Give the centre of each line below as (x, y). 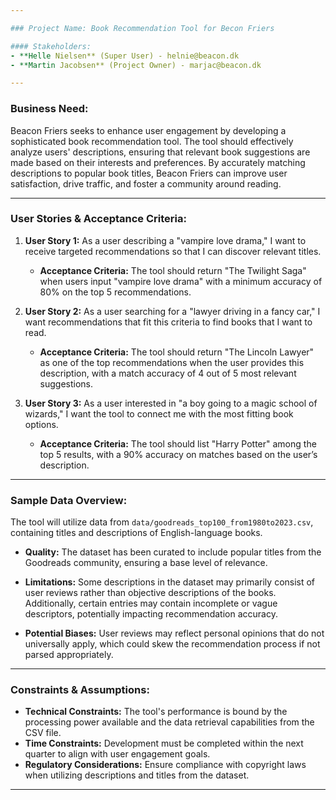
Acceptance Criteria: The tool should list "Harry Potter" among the (178, 443)
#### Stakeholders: (51, 46)
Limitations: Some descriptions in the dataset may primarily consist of (170, 582)
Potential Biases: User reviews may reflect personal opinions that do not (174, 633)
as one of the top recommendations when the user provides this (172, 362)
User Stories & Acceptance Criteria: (98, 219)
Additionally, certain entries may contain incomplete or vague (151, 603)
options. (41, 424)
